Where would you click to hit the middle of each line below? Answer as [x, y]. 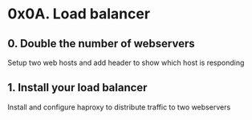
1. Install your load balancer [77, 88]
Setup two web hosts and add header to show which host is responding [126, 62]
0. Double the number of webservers [102, 44]
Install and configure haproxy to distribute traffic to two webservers [119, 107]
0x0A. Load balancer [79, 14]
